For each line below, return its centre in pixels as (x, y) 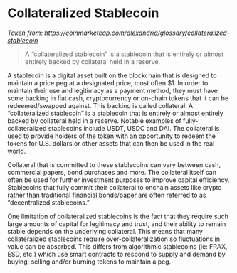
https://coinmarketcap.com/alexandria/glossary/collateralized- (137, 33)
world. (17, 151)
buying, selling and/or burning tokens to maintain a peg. (89, 262)
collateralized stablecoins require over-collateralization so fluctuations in (114, 239)
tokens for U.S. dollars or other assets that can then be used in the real (111, 143)
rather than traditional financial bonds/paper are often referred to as (107, 195)
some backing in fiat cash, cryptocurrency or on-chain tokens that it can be (118, 98)
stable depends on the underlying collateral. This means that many (105, 231)
